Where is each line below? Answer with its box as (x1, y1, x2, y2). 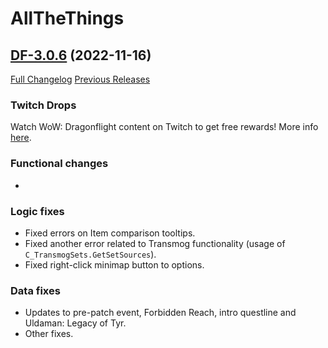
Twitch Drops (10, 98, 77, 112)
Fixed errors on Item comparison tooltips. (24, 227, 196, 239)
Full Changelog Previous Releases (10, 73, 151, 85)
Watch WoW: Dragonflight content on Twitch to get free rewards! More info (10, 121, 319, 133)
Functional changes (10, 157, 109, 171)
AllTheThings (10, 7, 125, 30)
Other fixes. (24, 328, 74, 340)
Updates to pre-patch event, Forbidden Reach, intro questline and (24, 307, 297, 319)
